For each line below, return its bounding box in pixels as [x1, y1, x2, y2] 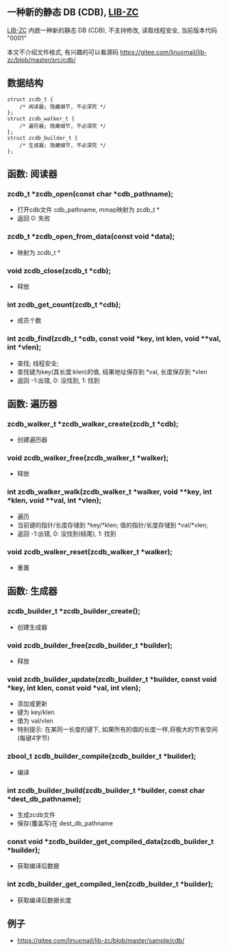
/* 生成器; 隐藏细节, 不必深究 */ [19, 141, 107, 149]
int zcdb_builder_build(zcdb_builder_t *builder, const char [7, 786, 205, 795]
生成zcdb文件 [16, 810, 56, 818]
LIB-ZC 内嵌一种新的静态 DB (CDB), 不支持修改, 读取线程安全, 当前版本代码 [7, 26, 218, 34]
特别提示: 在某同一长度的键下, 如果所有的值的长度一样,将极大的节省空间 [16, 725, 218, 733]
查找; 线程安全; [16, 359, 60, 367]
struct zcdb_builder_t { [7, 135, 78, 141]
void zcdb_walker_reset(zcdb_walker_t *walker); [7, 547, 173, 556]
